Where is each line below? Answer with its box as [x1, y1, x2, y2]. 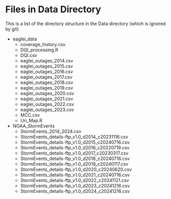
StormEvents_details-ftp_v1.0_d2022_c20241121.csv [20, 177, 129, 183]
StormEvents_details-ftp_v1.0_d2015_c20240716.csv [20, 139, 130, 145]
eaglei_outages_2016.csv [20, 68, 73, 75]
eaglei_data [12, 36, 37, 42]
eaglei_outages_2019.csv [20, 84, 74, 91]
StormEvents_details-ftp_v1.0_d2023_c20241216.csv [20, 183, 130, 189]
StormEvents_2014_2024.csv [20, 128, 82, 134]
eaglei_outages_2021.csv [20, 96, 74, 102]
